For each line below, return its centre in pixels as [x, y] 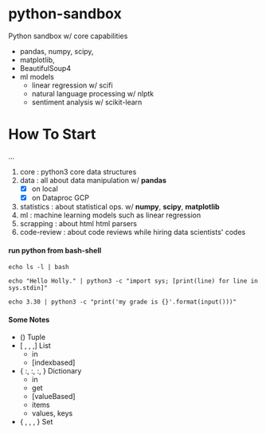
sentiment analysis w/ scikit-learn [87, 102]
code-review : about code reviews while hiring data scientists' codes [133, 232]
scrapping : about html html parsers [78, 223]
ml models [37, 76]
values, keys [52, 413]
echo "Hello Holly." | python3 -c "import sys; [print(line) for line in [133, 281]
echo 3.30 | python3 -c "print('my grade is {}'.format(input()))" [123, 302]
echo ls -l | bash [39, 268]
